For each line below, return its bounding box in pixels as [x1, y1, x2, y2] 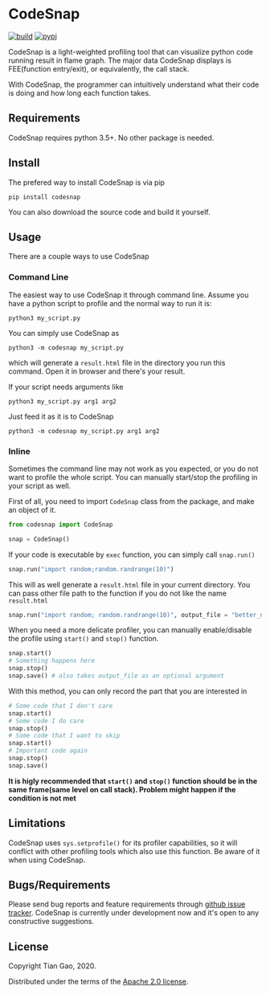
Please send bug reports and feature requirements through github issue [8, 899, 246, 909]
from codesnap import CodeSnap [8, 520, 113, 529]
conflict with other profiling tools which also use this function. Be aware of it [8, 846, 260, 856]
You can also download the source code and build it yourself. [8, 207, 211, 217]
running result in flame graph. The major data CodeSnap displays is [8, 55, 231, 65]
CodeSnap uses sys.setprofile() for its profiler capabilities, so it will [8, 837, 238, 848]
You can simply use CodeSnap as [8, 328, 120, 337]
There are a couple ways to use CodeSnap [8, 252, 150, 261]
